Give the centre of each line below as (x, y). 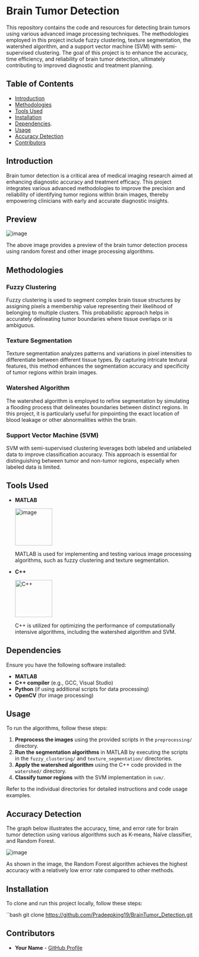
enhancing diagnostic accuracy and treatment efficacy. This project (89, 182)
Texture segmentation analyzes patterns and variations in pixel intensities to (99, 353)
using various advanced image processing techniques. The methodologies (97, 33)
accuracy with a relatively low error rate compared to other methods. (90, 870)
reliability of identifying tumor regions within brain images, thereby (87, 194)
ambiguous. (21, 326)
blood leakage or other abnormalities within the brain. (72, 419)
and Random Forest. (31, 841)
